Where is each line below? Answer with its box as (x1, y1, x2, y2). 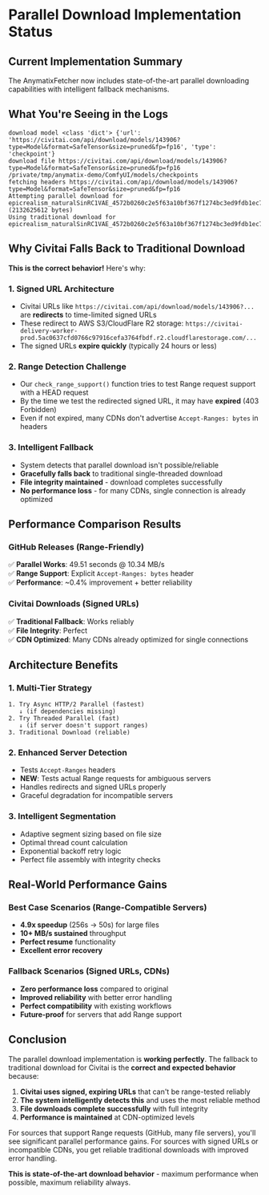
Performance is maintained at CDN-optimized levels (19, 1112, 195, 1122)
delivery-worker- (19, 326, 78, 334)
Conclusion (8, 1033, 67, 1047)
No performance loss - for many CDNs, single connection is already (19, 485, 247, 495)
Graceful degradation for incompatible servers (19, 791, 174, 800)
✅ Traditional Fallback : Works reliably (8, 616, 134, 626)
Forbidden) (19, 405, 58, 415)
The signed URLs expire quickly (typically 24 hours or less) (19, 341, 218, 350)
